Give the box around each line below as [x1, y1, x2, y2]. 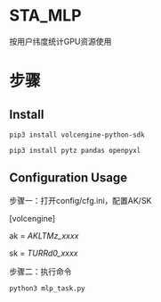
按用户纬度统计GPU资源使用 [9, 36, 112, 46]
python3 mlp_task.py [9, 283, 86, 293]
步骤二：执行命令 [9, 265, 72, 277]
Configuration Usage [9, 171, 127, 186]
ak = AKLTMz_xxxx [9, 230, 79, 241]
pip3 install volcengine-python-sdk [9, 130, 145, 139]
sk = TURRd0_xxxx [9, 247, 78, 258]
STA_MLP [9, 5, 82, 26]
